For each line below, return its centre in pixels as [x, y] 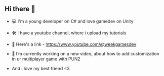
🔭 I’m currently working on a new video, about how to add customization [85, 53]
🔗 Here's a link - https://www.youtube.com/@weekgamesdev [74, 44]
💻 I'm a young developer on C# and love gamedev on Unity [73, 21]
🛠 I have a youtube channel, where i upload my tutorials [69, 33]
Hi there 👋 [20, 9]
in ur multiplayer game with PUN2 [46, 59]
